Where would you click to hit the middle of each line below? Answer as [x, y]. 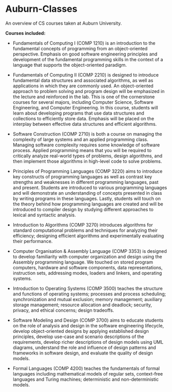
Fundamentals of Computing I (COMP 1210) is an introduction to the [84, 43]
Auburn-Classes [41, 9]
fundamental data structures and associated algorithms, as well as [83, 80]
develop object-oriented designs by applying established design [81, 331]
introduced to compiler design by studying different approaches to [83, 209]
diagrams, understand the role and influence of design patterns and [84, 347]
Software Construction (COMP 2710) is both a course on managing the [88, 134]
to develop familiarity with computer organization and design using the [88, 256]
